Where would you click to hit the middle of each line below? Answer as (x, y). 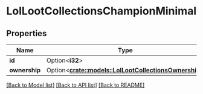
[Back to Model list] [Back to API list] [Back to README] (76, 85)
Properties (27, 33)
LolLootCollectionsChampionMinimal (101, 11)
